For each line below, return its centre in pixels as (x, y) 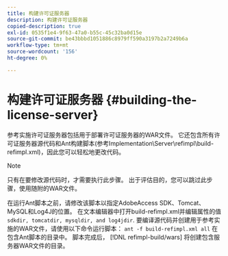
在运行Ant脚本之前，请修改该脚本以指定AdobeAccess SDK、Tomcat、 (106, 203)
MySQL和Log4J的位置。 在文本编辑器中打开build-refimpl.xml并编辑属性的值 (114, 211)
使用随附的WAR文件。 (50, 188)
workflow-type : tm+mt (38, 45)
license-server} (53, 115)
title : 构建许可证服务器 (38, 13)
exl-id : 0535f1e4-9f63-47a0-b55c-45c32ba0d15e (75, 33)
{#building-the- (151, 100)
